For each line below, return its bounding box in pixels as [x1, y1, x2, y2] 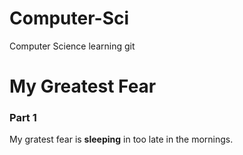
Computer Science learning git [9, 40, 136, 52]
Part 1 [9, 111, 37, 125]
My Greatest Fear [9, 75, 157, 98]
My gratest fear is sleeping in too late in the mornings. [9, 133, 234, 146]
